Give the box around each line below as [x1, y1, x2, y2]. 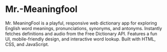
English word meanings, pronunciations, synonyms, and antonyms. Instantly [5, 25, 162, 31]
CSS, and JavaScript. [5, 41, 49, 47]
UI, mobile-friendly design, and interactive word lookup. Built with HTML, [5, 36, 156, 42]
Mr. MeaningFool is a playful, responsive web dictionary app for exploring [5, 20, 157, 26]
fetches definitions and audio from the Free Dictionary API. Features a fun [5, 30, 157, 36]
